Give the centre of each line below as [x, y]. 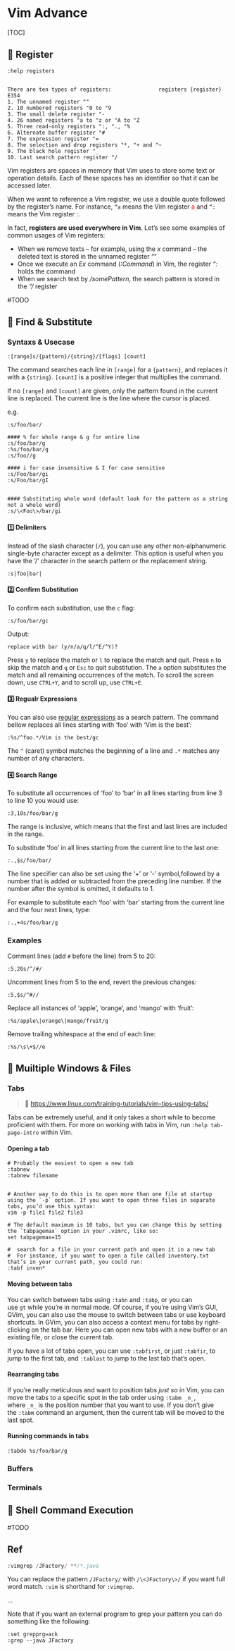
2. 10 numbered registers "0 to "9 [59, 108]
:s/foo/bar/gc [28, 621]
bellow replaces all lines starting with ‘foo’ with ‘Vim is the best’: [100, 725]
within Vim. [57, 1132]
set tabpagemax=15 [34, 1238]
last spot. [21, 1420]
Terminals [25, 1487]
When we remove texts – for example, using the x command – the [112, 249]
